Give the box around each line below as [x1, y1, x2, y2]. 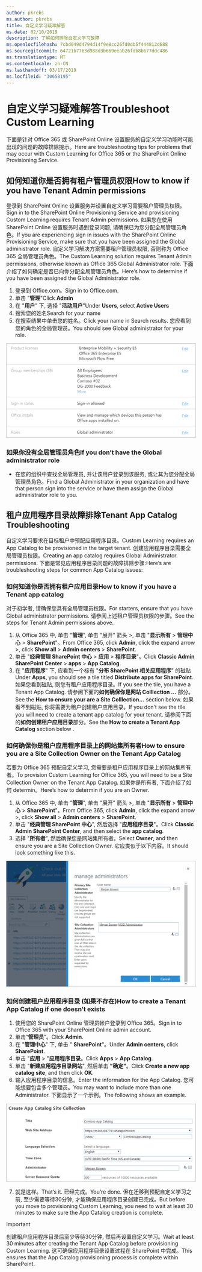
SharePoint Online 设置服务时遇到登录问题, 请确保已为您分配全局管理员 [6, 224, 182, 231]
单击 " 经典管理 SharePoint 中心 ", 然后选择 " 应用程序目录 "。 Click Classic [14, 821, 194, 828]
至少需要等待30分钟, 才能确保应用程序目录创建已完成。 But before [23, 1195, 186, 1203]
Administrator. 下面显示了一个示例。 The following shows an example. [14, 1091, 187, 1098]
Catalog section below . [14, 726, 75, 733]
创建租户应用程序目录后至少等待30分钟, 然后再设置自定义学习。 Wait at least [6, 1233, 194, 1240]
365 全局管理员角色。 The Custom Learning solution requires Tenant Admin [6, 253, 192, 260]
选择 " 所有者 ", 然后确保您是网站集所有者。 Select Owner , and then [14, 835, 179, 842]
